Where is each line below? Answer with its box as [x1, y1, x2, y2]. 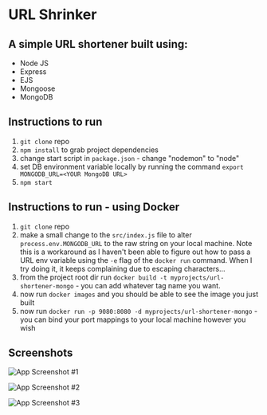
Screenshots [8, 346, 73, 360]
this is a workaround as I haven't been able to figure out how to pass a [19, 247, 251, 256]
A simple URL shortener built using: [8, 37, 189, 51]
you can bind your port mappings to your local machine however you [19, 315, 246, 324]
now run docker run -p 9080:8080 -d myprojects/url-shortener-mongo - [19, 306, 257, 315]
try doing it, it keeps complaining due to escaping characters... [19, 264, 226, 273]
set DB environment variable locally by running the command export [19, 162, 245, 171]
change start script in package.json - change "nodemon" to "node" [19, 153, 240, 162]
